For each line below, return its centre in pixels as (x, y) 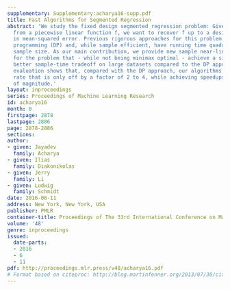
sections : (21, 134)
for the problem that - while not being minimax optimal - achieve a (114, 58)
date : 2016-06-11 (32, 198)
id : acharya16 (27, 103)
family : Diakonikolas (44, 166)
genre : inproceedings (38, 230)
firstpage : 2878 (30, 115)
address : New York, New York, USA (56, 205)
